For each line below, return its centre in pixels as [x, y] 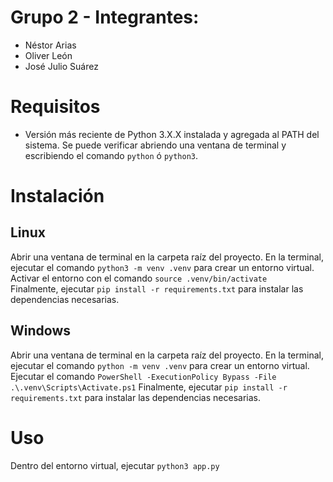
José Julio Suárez [61, 66]
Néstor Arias [50, 45]
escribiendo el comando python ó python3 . [111, 155]
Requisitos [55, 107]
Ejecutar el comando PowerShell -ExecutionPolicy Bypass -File [143, 376]
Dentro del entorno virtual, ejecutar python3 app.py [115, 465]
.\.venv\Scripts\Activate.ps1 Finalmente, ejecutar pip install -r [149, 387]
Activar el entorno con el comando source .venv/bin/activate [139, 278]
